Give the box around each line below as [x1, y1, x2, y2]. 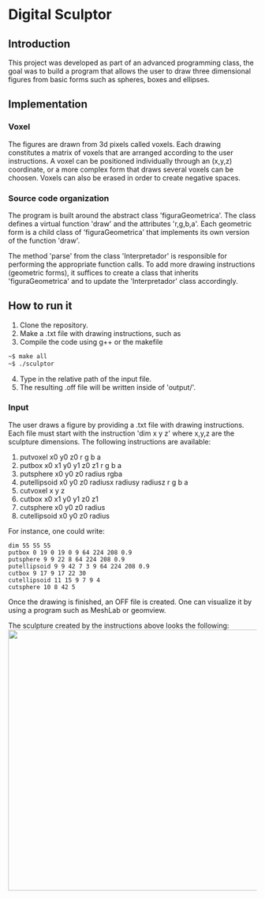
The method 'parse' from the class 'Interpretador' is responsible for [8, 251, 227, 260]
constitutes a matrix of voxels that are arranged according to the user [8, 148, 234, 157]
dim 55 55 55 [8, 542, 51, 550]
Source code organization [8, 192, 110, 203]
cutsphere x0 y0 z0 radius [19, 502, 106, 512]
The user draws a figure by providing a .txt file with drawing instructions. [8, 420, 244, 429]
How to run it [8, 299, 73, 313]
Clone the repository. [19, 320, 88, 330]
